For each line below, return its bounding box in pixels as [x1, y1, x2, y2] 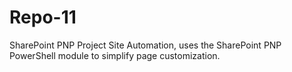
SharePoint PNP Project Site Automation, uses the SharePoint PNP [9, 39, 282, 51]
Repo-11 [9, 6, 77, 29]
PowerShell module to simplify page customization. [9, 49, 221, 61]
